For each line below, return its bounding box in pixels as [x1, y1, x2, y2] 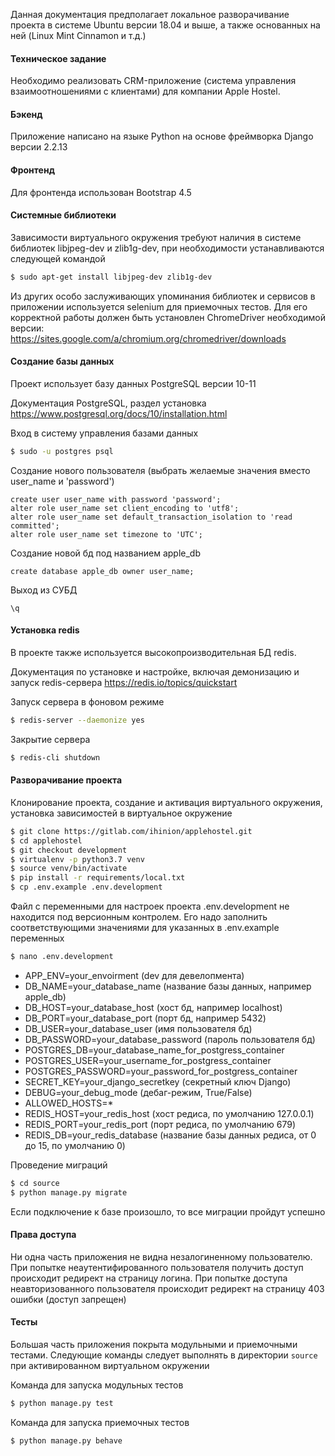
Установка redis [10, 624, 80, 636]
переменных [10, 932, 65, 944]
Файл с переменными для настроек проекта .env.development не [10, 900, 290, 913]
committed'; [10, 520, 60, 531]
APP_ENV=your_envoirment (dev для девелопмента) [24, 969, 245, 981]
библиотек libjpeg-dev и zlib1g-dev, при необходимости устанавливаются [10, 242, 325, 254]
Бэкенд [10, 108, 43, 120]
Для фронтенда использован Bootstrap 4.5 [10, 186, 192, 198]
